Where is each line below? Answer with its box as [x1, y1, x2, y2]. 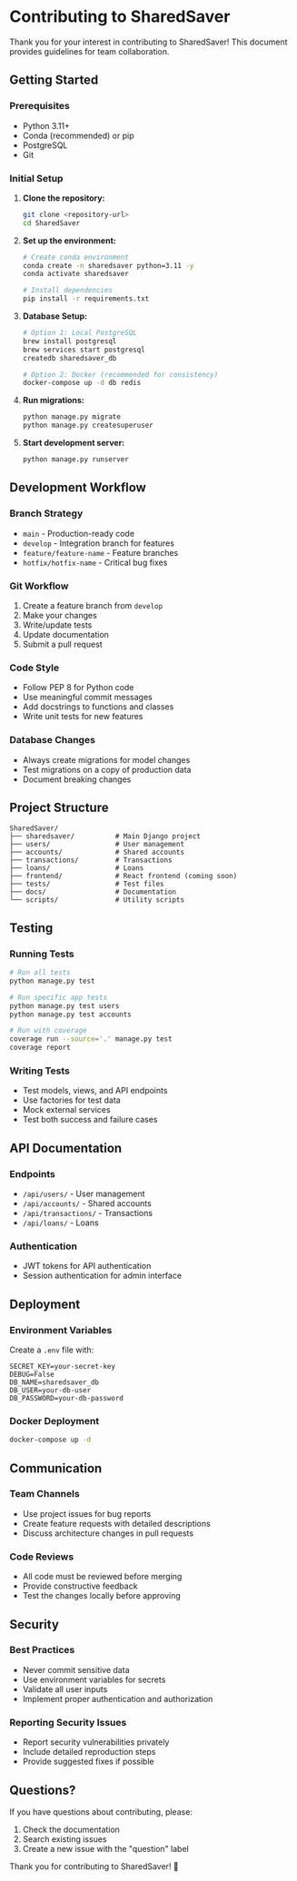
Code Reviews [9, 1550, 74, 1563]
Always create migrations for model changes [22, 754, 191, 765]
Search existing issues [22, 1833, 107, 1845]
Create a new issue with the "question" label [22, 1843, 189, 1854]
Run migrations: [22, 395, 84, 406]
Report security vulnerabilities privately [22, 1737, 170, 1747]
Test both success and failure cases [22, 1114, 158, 1125]
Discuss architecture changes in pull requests [22, 1528, 193, 1539]
